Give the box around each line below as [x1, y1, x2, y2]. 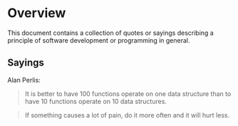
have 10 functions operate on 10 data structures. [24, 97, 167, 105]
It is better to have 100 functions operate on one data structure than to [24, 89, 232, 98]
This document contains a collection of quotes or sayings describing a [7, 28, 214, 37]
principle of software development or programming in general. [7, 36, 190, 44]
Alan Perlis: [7, 75, 41, 84]
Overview [7, 5, 66, 21]
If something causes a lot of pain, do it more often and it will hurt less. [24, 110, 230, 119]
